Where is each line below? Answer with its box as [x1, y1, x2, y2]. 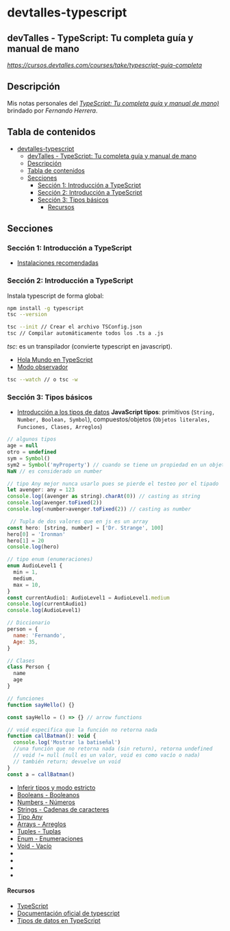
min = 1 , [13, 569, 38, 576]
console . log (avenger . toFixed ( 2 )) [7, 499, 103, 506]
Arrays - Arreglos [16, 820, 66, 828]
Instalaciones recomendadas [16, 259, 99, 267]
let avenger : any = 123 [7, 486, 75, 493]
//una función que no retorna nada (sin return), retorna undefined [13, 746, 213, 753]
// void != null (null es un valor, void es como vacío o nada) [13, 752, 201, 759]
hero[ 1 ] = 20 [7, 537, 44, 544]
